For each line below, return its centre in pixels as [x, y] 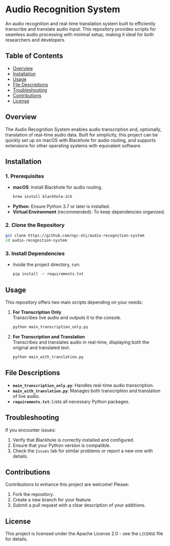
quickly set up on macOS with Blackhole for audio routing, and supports [81, 140]
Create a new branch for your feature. [52, 500]
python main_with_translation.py [48, 357]
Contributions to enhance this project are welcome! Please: [67, 485]
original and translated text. [41, 348]
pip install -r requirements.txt [48, 274]
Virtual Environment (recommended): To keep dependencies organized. [89, 212]
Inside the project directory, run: [46, 265]
